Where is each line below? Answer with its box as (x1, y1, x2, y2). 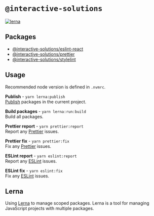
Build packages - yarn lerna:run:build (5, 108, 86, 114)
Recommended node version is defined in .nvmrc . (5, 84, 106, 90)
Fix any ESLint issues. (5, 173, 49, 179)
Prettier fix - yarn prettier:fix (5, 138, 70, 144)
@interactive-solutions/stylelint (12, 56, 76, 62)
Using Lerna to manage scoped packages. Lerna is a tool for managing (5, 200, 150, 206)
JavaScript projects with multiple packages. (5, 206, 94, 212)
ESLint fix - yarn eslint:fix (5, 168, 63, 173)
